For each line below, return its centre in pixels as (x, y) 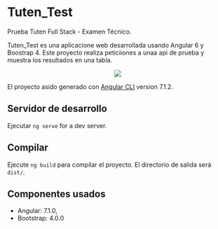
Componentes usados (56, 194)
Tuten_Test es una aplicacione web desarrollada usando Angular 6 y (106, 45)
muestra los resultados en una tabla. (60, 60)
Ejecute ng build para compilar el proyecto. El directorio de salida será (109, 165)
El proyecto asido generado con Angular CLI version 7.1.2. (90, 86)
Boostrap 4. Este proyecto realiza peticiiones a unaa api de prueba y (106, 53)
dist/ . (16, 172)
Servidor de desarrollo (57, 109)
